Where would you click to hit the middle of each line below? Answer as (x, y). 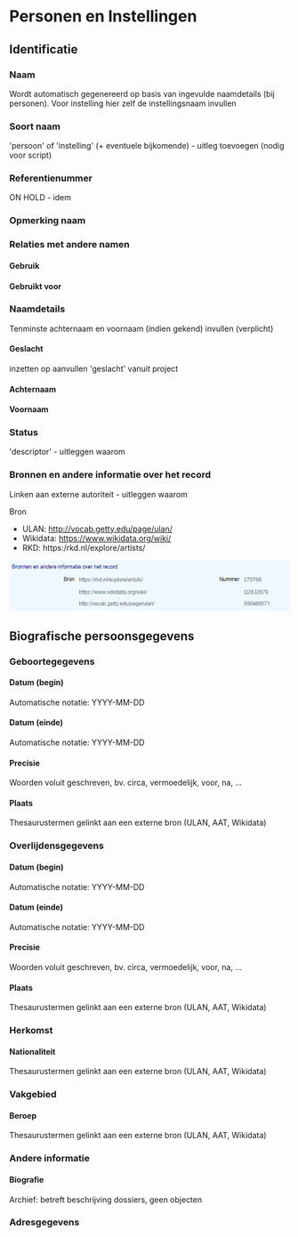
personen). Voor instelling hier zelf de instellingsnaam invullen (123, 103)
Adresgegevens (44, 1223)
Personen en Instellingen (103, 16)
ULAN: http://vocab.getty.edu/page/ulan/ (97, 529)
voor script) (31, 155)
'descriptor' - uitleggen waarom (68, 452)
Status (24, 433)
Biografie (27, 1179)
